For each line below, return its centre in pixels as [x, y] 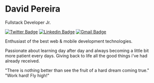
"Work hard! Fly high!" [27, 75]
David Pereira [33, 9]
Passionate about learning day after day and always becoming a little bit [77, 50]
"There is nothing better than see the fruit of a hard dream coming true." [77, 70]
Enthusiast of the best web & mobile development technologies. [69, 41]
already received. [23, 61]
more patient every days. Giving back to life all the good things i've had [76, 56]
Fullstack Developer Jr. [28, 22]
